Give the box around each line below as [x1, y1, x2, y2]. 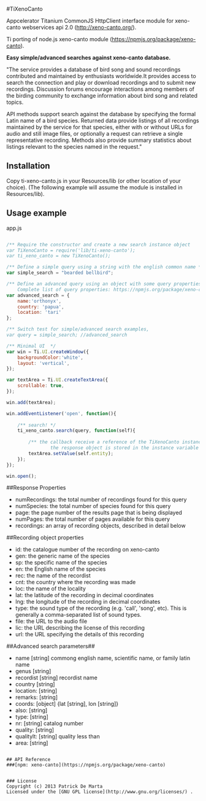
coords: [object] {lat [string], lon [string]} [15, 700, 118, 708]
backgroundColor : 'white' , [17, 354, 84, 361]
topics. [6, 98, 24, 106]
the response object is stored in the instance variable [50, 445, 199, 451]
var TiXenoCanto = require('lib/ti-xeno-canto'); [6, 247, 136, 254]
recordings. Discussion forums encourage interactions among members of [6, 85, 195, 93]
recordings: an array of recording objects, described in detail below [15, 522, 186, 529]
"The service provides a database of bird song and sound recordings [6, 66, 181, 73]
